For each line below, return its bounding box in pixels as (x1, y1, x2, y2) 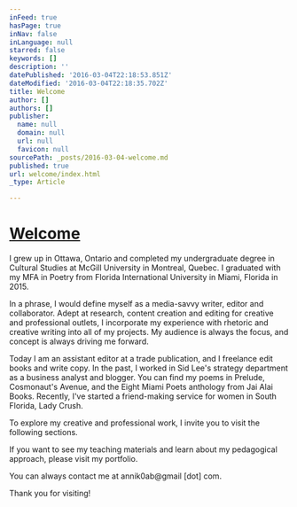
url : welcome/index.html (9, 169, 101, 178)
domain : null (17, 129, 66, 137)
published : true (9, 161, 69, 170)
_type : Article (9, 178, 66, 187)
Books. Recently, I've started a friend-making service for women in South (9, 391, 277, 402)
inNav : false (9, 29, 58, 38)
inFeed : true (9, 12, 58, 22)
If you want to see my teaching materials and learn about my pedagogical (9, 444, 277, 455)
